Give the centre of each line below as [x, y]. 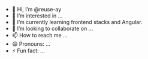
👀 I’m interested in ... [37, 16]
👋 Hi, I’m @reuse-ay [37, 9]
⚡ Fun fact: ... [28, 51]
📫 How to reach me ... [40, 35]
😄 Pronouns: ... [31, 44]
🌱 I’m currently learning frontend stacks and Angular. [77, 22]
